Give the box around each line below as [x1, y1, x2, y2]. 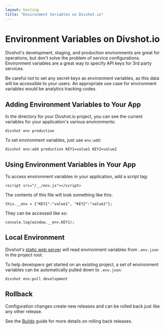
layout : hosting [5, 7, 39, 12]
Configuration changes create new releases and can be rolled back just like [5, 303, 160, 309]
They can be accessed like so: [5, 210, 68, 217]
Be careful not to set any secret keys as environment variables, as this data [5, 75, 160, 81]
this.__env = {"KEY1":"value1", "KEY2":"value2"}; [5, 202, 113, 207]
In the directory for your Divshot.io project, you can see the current [5, 113, 143, 119]
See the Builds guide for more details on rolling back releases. [5, 318, 133, 324]
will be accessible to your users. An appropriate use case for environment [5, 81, 157, 87]
